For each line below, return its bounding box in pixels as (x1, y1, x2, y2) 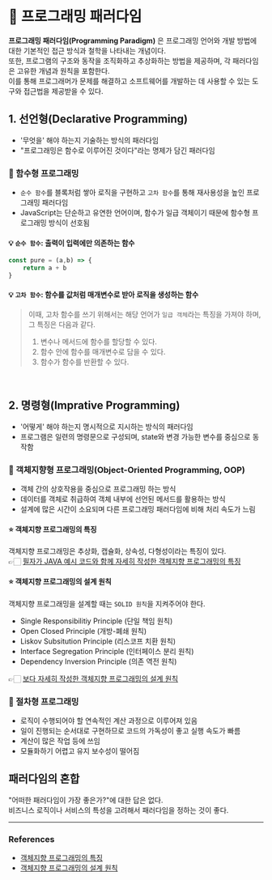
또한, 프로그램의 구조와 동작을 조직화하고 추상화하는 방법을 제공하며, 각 (8, 56, 231, 66)
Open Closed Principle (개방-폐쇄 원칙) (19, 626, 147, 636)
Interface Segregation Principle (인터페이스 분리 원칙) (19, 646, 194, 656)
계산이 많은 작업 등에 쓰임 (19, 736, 101, 746)
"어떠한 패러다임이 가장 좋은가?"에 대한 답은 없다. (8, 795, 164, 805)
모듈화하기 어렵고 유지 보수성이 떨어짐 (19, 746, 140, 755)
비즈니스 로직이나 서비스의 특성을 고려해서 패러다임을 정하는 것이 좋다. (8, 805, 229, 814)
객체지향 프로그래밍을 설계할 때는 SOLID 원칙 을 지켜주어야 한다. (8, 598, 206, 608)
